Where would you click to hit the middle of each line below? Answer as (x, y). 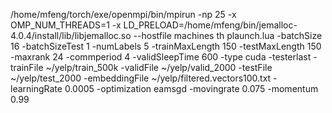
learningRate (36, 88)
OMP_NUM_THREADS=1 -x (66, 25)
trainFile (27, 67)
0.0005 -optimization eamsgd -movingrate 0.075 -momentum (191, 88)
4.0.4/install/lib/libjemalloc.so (71, 35)
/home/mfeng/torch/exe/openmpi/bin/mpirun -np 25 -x (123, 14)
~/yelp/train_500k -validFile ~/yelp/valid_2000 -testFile (159, 67)
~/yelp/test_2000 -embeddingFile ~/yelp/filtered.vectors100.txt (141, 78)
